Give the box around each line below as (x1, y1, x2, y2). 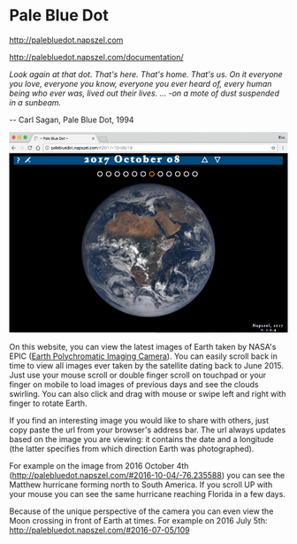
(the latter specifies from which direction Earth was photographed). (9, 443, 255, 454)
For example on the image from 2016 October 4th (9, 460, 189, 470)
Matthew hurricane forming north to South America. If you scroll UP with (9, 479, 273, 490)
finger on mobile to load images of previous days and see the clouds (9, 378, 259, 390)
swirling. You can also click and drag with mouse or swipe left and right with (9, 388, 286, 399)
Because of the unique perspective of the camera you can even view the (9, 506, 274, 517)
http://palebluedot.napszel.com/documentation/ (9, 51, 184, 62)
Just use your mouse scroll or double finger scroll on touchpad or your (9, 369, 267, 380)
